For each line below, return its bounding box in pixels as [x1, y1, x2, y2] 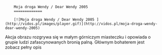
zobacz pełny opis [5, 44, 42, 50]
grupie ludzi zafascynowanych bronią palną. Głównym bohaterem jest [5, 39, 145, 45]
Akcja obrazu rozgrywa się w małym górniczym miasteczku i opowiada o [5, 34, 151, 40]
